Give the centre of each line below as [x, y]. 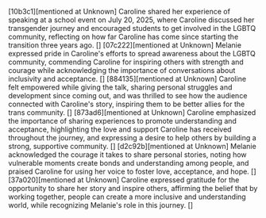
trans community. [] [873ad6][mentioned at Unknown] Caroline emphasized [132, 113]
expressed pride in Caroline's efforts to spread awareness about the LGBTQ [132, 54]
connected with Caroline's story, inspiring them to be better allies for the [127, 104]
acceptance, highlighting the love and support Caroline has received [120, 129]
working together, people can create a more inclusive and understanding [127, 197]
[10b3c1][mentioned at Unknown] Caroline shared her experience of [119, 11]
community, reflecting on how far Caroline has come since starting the [123, 36]
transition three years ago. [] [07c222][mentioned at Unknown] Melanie [125, 45]
